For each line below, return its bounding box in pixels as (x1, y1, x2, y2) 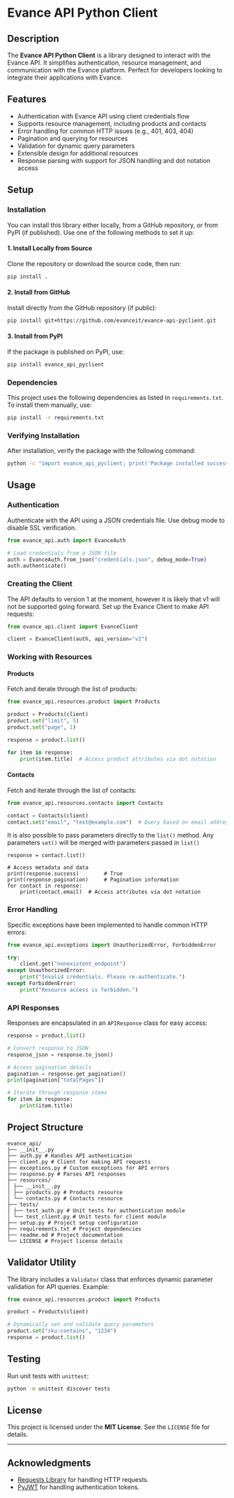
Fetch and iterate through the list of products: (7, 685, 138, 693)
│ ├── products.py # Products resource (7, 1189, 123, 1196)
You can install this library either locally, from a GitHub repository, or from (7, 221, 218, 229)
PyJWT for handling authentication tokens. (17, 1483, 140, 1492)
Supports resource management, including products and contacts (17, 119, 207, 128)
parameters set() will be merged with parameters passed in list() (7, 838, 200, 847)
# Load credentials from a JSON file (7, 549, 117, 557)
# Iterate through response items (7, 1089, 108, 1097)
